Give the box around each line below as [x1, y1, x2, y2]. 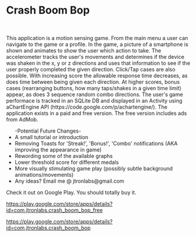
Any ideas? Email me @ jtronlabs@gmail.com [14, 177, 125, 185]
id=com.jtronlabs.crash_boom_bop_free [6, 206, 103, 213]
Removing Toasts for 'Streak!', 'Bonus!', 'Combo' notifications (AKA [14, 140, 178, 147]
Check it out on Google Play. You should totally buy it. [6, 189, 137, 196]
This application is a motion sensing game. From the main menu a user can [6, 34, 188, 41]
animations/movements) [14, 171, 74, 178]
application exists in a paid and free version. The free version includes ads [6, 110, 187, 117]
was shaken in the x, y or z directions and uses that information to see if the [6, 60, 191, 67]
